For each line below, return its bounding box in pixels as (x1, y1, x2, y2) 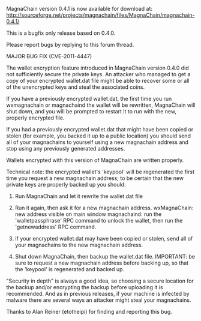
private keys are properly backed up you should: (6, 181, 126, 188)
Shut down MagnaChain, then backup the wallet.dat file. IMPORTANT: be (14, 253, 195, 260)
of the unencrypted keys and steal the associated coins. (6, 83, 145, 91)
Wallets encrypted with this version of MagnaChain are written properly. (6, 157, 184, 164)
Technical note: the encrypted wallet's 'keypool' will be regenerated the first (6, 168, 195, 175)
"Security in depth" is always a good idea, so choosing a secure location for (6, 277, 194, 284)
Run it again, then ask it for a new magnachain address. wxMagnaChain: (14, 204, 194, 211)
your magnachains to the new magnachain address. (14, 241, 143, 248)
